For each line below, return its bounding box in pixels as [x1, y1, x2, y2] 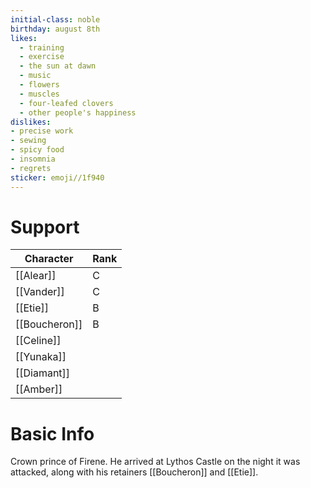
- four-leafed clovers [19, 98, 114, 108]
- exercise [19, 52, 65, 62]
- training [19, 42, 65, 53]
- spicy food [10, 145, 65, 155]
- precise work [10, 126, 74, 136]
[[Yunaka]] [15, 350, 67, 364]
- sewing [10, 136, 47, 146]
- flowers [19, 80, 60, 90]
